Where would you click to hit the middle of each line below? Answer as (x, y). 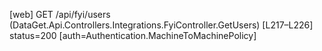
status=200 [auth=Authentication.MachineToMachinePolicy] (133, 35)
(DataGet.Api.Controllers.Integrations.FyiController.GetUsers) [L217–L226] (161, 25)
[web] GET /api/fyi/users (60, 14)
